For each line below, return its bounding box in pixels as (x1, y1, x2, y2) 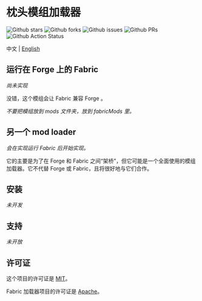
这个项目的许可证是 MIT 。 (6, 275, 71, 282)
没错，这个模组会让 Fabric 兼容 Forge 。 (6, 95, 106, 102)
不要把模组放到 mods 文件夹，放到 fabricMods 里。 (6, 107, 135, 115)
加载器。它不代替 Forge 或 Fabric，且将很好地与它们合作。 (6, 164, 153, 172)
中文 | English (6, 45, 41, 52)
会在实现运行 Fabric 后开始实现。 (6, 144, 89, 152)
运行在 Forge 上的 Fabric (6, 64, 99, 75)
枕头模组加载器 (6, 5, 81, 19)
